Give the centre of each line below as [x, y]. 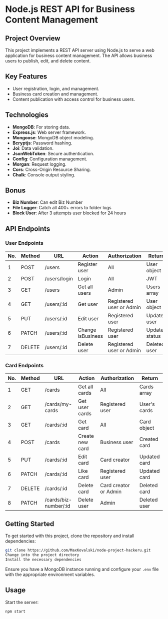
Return [150, 378]
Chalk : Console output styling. [44, 175]
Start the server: [22, 602]
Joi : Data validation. [33, 148]
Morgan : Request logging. [39, 164]
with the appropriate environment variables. [50, 574]
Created [149, 439]
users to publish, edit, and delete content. [48, 61]
